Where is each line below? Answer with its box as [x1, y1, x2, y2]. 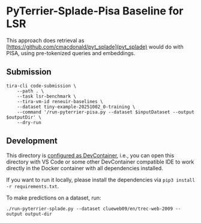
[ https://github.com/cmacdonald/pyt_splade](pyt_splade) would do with [6, 43, 184, 50]
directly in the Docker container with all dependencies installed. [6, 164, 163, 171]
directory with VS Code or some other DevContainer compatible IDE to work [6, 158, 194, 165]
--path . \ [17, 88, 44, 94]
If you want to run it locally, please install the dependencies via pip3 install [6, 176, 195, 183]
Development [6, 136, 58, 146]
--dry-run [17, 119, 42, 125]
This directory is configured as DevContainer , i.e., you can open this [6, 152, 175, 159]
